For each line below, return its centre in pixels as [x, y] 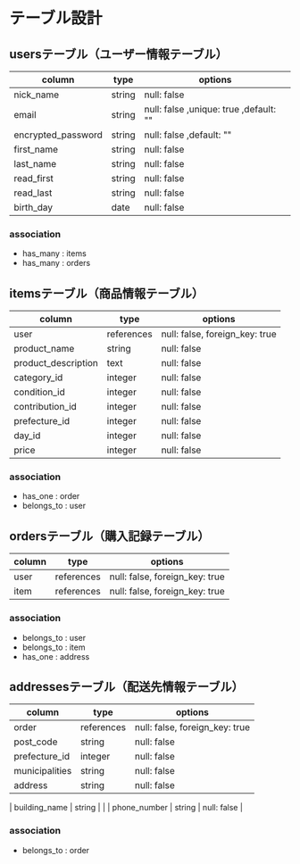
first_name [36, 150]
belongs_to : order [56, 850]
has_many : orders [56, 263]
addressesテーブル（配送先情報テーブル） [126, 687]
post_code [36, 742]
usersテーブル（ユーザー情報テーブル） [118, 54]
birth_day [33, 208]
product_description [56, 363]
